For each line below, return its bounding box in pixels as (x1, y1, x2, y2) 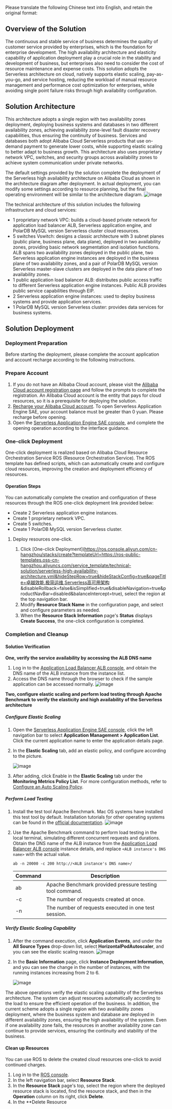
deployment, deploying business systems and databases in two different (5, 121, 158, 127)
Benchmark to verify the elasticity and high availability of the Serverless (5, 697, 162, 703)
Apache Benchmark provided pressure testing (46, 881, 157, 888)
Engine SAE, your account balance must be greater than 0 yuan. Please (12, 408, 164, 415)
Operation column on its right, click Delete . (12, 1094, 104, 1100)
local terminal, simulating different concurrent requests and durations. (12, 835, 160, 841)
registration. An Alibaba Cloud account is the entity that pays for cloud (12, 392, 161, 398)
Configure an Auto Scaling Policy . (12, 784, 83, 790)
